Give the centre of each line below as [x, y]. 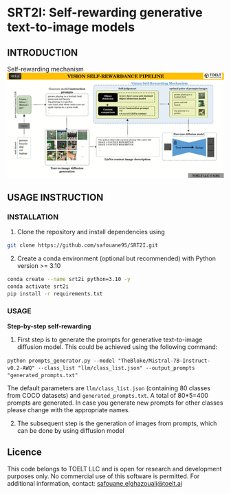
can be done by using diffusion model [71, 430]
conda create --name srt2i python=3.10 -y [69, 279]
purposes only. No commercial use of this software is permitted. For [103, 476]
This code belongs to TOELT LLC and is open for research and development [114, 469]
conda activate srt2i [38, 287]
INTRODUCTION [43, 53]
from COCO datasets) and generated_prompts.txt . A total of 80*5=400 [108, 395]
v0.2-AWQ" [21, 368]
